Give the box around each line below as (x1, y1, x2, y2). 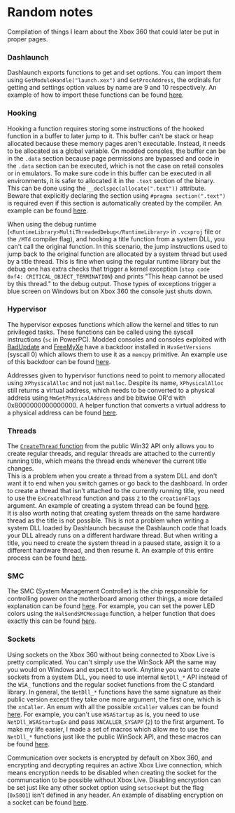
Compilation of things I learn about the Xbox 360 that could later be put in (7, 27, 220, 36)
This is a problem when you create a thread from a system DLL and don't (7, 471, 218, 481)
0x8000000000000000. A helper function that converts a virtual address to (7, 401, 226, 409)
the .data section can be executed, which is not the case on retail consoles (7, 161, 224, 170)
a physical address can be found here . (7, 408, 118, 417)
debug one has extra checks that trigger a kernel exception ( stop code (7, 264, 210, 273)
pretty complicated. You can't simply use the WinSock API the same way (7, 657, 217, 666)
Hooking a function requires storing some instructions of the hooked (7, 124, 204, 133)
